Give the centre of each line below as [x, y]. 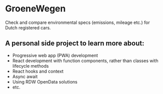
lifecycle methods [30, 66]
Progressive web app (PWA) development [55, 55]
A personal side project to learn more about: [75, 44]
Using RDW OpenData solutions [45, 82]
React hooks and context [38, 71]
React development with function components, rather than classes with [85, 61]
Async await [25, 76]
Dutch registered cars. [28, 27]
